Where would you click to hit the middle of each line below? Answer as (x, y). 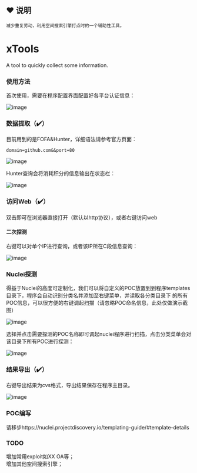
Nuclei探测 (21, 274)
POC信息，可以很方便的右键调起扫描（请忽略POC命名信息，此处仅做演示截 (97, 303)
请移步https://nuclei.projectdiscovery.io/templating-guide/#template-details (98, 427)
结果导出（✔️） (27, 369)
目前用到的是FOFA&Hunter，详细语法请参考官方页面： (71, 139)
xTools (23, 49)
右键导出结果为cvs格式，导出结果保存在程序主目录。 (70, 385)
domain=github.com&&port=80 (41, 151)
